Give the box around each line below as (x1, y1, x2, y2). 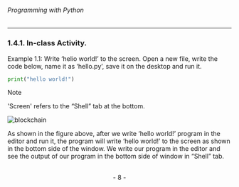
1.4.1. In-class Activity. (7, 38, 87, 48)
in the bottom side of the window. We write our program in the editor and (7, 144, 221, 153)
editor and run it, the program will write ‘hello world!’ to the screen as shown (7, 137, 231, 145)
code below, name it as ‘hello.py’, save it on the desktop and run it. (7, 62, 202, 70)
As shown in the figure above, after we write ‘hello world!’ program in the (7, 130, 221, 138)
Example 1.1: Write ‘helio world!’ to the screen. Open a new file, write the (7, 54, 218, 63)
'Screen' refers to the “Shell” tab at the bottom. (7, 102, 145, 110)
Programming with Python (7, 6, 84, 14)
